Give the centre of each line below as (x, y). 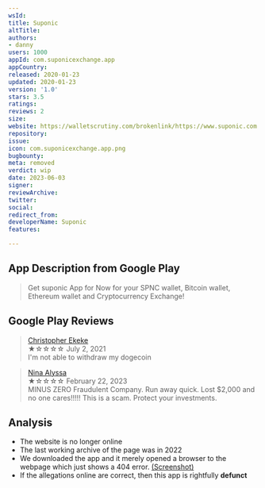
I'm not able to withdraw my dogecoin (90, 357)
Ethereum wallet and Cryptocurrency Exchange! (106, 296)
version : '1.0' (33, 89)
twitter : (23, 200)
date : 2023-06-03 (37, 178)
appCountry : (28, 67)
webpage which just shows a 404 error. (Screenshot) (107, 467)
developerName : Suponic (48, 222)
